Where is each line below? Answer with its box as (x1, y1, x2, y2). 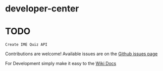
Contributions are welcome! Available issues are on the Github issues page (5, 51, 158, 57)
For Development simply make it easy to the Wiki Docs (5, 61, 116, 67)
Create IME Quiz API (5, 42, 48, 47)
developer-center (5, 3, 79, 14)
